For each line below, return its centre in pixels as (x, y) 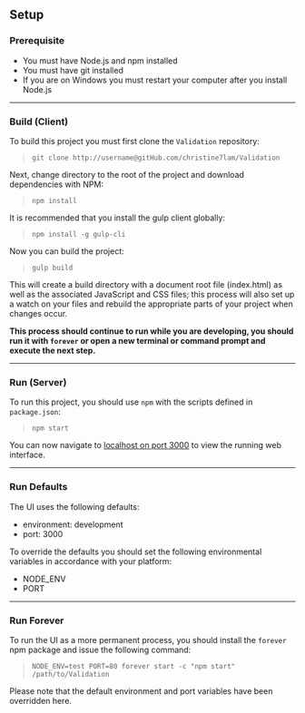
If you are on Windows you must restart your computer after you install (155, 80)
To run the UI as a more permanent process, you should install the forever (148, 640)
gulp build (52, 268)
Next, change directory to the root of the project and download (127, 174)
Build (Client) (39, 122)
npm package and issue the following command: (100, 650)
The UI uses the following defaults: (74, 506)
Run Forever (37, 620)
